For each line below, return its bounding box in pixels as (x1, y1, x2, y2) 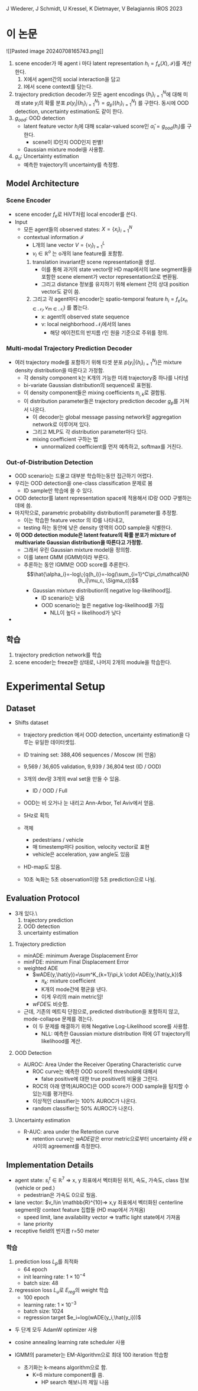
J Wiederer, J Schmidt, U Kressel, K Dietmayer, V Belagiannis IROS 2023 (6, 5, 183, 12)
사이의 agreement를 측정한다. (32, 1142, 102, 1149)
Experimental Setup (6, 680, 105, 693)
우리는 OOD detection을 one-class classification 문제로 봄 (14, 479, 152, 487)
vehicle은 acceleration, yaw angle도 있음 (32, 851, 130, 858)
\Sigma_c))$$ (105, 577, 139, 584)
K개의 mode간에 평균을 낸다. (41, 986, 108, 993)
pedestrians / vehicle (32, 836, 84, 843)
